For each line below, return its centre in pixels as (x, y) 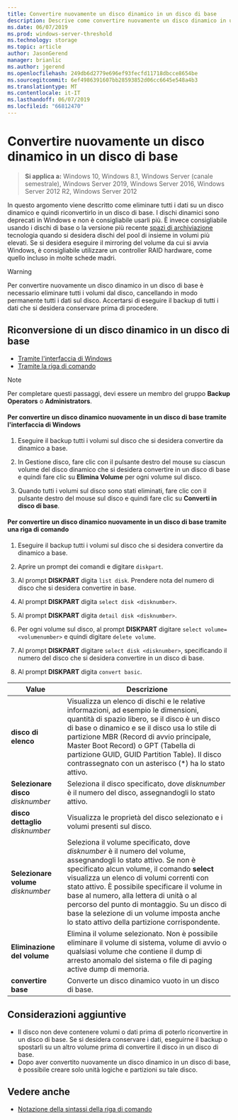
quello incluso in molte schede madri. (62, 258)
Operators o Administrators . (50, 401)
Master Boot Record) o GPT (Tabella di (131, 746)
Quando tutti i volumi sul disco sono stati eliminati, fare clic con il (112, 490)
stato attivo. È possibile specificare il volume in (144, 886)
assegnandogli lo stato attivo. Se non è (131, 860)
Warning (19, 271)
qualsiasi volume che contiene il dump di (135, 952)
